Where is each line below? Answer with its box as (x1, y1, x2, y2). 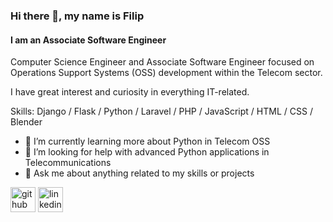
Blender (10, 116, 43, 128)
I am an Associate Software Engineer (10, 34, 167, 46)
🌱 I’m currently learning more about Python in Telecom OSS (24, 135, 271, 148)
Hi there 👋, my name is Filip (10, 9, 145, 23)
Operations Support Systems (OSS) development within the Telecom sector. (10, 67, 323, 79)
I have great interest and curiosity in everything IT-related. (10, 86, 250, 98)
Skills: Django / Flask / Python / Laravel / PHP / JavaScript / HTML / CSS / (10, 105, 313, 118)
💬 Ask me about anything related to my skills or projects (24, 167, 255, 179)
